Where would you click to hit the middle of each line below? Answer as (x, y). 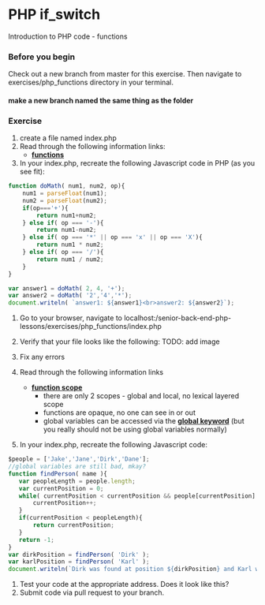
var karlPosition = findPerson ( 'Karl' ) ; (79, 562)
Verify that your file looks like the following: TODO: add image (119, 342)
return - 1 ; (37, 540)
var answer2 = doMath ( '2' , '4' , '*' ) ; (70, 296)
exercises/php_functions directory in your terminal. (91, 82)
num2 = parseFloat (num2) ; (65, 200)
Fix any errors (42, 357)
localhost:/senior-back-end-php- (177, 318)
